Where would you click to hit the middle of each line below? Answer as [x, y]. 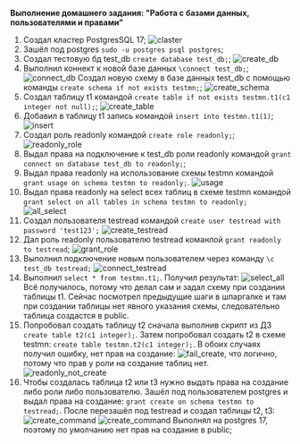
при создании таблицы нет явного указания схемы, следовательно [151, 306]
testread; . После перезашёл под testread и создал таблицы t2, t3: [149, 410]
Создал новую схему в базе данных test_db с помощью [184, 78]
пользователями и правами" [67, 22]
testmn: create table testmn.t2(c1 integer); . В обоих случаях [142, 344]
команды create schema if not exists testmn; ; [112, 87]
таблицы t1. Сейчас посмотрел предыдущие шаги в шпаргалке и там [154, 296]
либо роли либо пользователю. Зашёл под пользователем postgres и [155, 392]
